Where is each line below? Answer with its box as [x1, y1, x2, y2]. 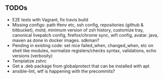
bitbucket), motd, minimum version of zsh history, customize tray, [12, 27, 144, 33]
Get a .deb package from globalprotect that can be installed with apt [12, 63, 150, 69]
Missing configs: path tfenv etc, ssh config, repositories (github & [12, 22, 144, 28]
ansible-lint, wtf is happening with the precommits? [12, 68, 115, 74]
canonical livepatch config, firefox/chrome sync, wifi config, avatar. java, [12, 32, 159, 38]
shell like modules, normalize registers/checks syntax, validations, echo [12, 47, 157, 53]
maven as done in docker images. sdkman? [12, 37, 100, 43]
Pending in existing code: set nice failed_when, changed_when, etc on [12, 42, 154, 48]
